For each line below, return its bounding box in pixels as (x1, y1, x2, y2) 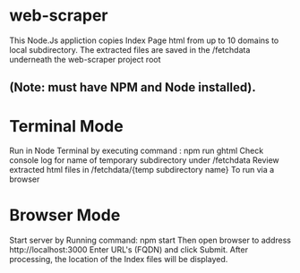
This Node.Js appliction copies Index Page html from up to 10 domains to (9, 35, 279, 46)
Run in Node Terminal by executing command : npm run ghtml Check (9, 145, 264, 157)
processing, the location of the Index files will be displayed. (9, 254, 228, 265)
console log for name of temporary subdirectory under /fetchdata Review (9, 155, 279, 166)
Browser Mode (9, 205, 121, 226)
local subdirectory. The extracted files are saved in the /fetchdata (9, 44, 251, 55)
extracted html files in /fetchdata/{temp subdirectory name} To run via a (9, 165, 275, 175)
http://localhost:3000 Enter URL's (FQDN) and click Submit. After (9, 244, 249, 255)
